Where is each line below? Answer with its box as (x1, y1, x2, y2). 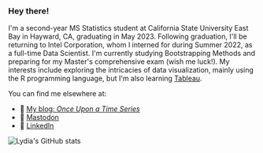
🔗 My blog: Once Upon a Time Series (19, 104, 140, 114)
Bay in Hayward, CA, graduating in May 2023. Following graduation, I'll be (8, 32, 247, 41)
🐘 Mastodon (19, 113, 59, 122)
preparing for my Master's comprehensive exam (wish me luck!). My (8, 57, 230, 66)
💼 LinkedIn (19, 121, 54, 131)
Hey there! (8, 6, 50, 17)
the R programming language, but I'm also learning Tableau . (8, 73, 202, 84)
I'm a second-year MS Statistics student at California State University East (8, 24, 249, 33)
